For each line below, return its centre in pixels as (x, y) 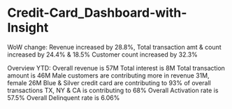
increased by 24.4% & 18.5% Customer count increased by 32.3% (102, 54)
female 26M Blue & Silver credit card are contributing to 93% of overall (109, 82)
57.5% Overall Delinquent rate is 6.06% (64, 97)
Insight (28, 28)
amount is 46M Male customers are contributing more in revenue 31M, (108, 75)
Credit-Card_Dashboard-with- (97, 13)
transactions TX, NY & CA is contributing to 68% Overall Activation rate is (113, 90)
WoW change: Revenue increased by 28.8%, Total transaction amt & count (114, 47)
